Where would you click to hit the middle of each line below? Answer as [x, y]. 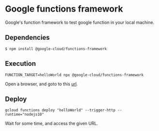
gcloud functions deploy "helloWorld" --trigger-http [60, 110]
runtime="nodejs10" [25, 115]
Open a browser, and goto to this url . [42, 84]
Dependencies [27, 38]
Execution [21, 64]
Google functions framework [64, 9]
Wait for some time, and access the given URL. [51, 123]
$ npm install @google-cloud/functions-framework [56, 49]
